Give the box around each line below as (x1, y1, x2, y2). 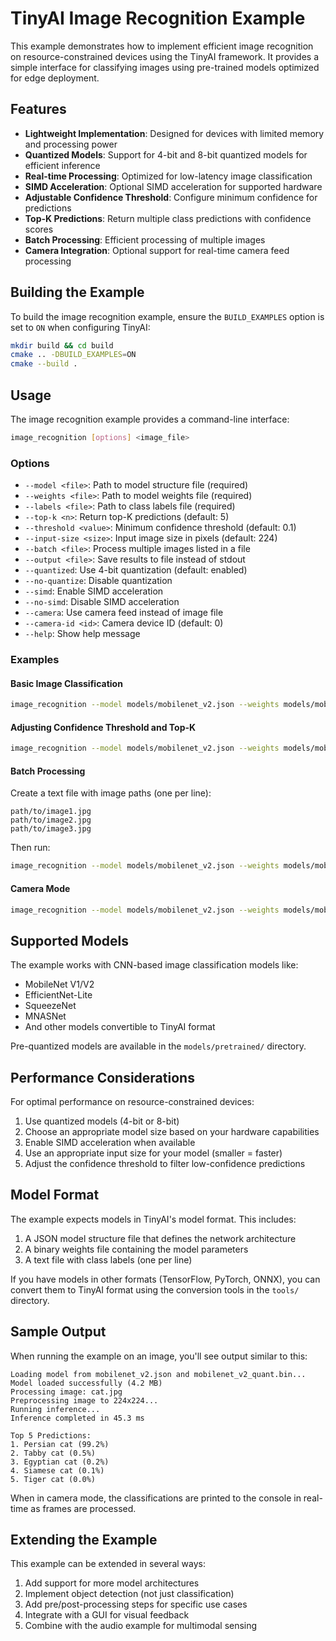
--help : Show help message (24, 628, 141, 640)
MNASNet (24, 1010, 67, 1022)
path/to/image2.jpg (10, 815, 92, 826)
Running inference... (10, 1404, 101, 1414)
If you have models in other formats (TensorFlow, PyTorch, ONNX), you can (10, 1273, 321, 1285)
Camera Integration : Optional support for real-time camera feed (24, 244, 290, 256)
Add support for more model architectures (24, 1577, 200, 1589)
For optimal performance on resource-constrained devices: (10, 1096, 255, 1108)
